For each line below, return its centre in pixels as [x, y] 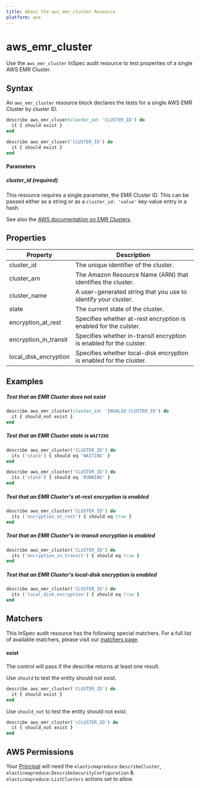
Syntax [20, 88]
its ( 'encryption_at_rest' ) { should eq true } [72, 517]
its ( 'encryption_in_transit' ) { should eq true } [76, 555]
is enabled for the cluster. [111, 360]
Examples [25, 381]
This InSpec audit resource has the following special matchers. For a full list [99, 633]
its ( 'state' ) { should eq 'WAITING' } [61, 456]
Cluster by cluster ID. [32, 109]
